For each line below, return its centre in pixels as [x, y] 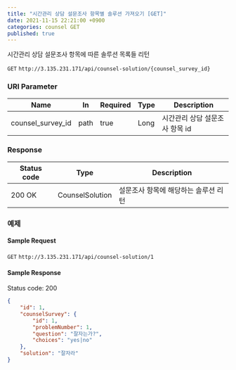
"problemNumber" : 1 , [63, 327]
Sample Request [32, 241]
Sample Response [34, 272]
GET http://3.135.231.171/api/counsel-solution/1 [81, 257]
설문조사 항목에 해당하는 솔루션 [167, 190]
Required [116, 105]
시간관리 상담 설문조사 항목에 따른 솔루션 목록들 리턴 [78, 54]
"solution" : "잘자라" [49, 353]
